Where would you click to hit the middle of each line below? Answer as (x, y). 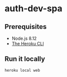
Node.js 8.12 (24, 38)
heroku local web (22, 70)
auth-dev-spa (33, 9)
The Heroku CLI (28, 44)
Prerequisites (26, 27)
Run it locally (25, 59)
